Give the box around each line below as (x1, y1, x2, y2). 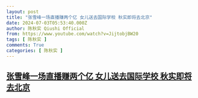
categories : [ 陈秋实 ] (6, 48, 63, 54)
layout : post (6, 8, 39, 15)
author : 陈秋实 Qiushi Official (6, 25, 85, 32)
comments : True (6, 42, 45, 48)
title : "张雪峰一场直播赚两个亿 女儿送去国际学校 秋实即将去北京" (6, 14, 152, 20)
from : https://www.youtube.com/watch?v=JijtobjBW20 (6, 31, 138, 37)
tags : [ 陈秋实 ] (6, 36, 47, 42)
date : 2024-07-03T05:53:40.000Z (6, 20, 87, 26)
